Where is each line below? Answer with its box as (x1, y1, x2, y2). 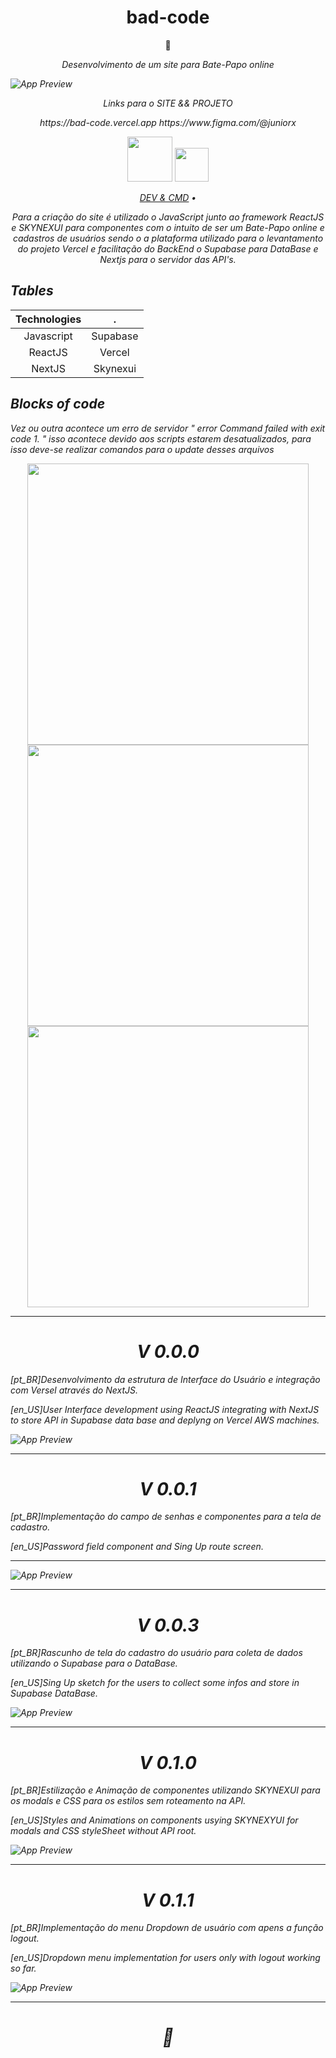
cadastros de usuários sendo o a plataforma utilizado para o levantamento (12, 232, 324, 244)
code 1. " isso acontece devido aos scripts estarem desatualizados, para (10, 432, 312, 445)
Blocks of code (10, 396, 106, 413)
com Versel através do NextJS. (10, 1384, 138, 1396)
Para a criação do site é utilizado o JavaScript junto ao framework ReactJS (11, 211, 325, 223)
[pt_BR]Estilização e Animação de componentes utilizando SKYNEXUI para (10, 1784, 321, 1796)
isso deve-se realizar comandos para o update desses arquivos (10, 443, 275, 455)
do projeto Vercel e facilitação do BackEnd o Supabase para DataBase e (17, 242, 319, 255)
